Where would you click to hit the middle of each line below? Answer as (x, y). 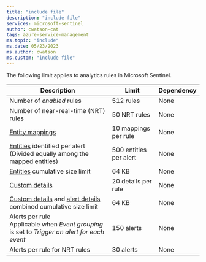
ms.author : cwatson (31, 52)
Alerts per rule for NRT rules (50, 249)
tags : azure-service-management (48, 35)
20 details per (132, 181)
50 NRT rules (131, 114)
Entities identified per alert (48, 146)
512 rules (126, 101)
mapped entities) (34, 161)
